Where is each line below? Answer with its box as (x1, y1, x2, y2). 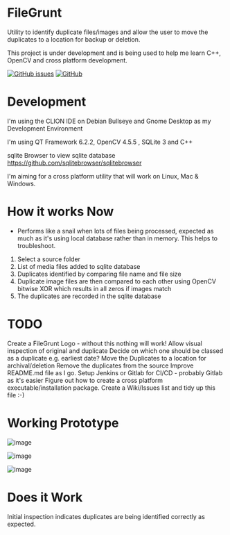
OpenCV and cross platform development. (7, 56, 128, 64)
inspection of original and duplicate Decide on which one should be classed (7, 346, 224, 355)
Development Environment (7, 124, 83, 133)
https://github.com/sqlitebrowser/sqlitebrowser (7, 158, 142, 167)
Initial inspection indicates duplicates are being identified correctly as (7, 512, 206, 520)
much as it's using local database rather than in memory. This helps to (17, 234, 218, 242)
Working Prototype (7, 415, 119, 431)
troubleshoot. (17, 241, 56, 249)
